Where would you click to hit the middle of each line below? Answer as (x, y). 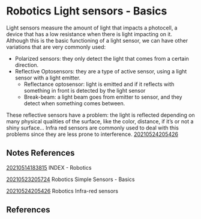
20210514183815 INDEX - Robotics (49, 167)
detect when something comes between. (74, 103)
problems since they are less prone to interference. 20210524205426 (92, 134)
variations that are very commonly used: (56, 47)
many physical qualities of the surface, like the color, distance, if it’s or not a (100, 121)
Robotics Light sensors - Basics (87, 11)
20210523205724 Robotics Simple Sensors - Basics (70, 179)
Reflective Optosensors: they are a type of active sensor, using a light (101, 71)
